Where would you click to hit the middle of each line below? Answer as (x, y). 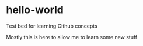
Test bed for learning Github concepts (52, 26)
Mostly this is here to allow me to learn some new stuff (72, 37)
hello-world (35, 10)
